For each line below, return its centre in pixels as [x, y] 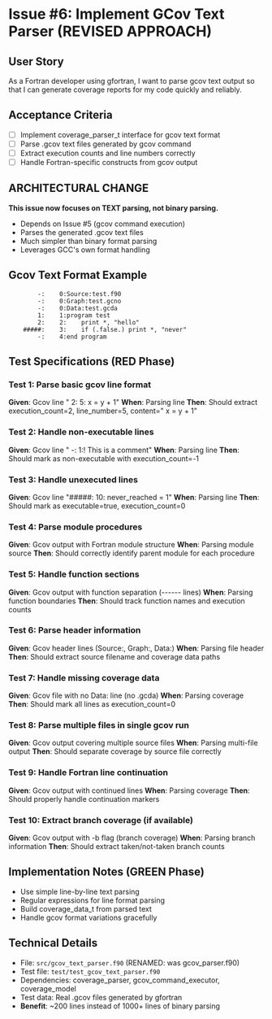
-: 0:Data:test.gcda [78, 308]
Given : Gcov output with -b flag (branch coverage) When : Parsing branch [132, 838]
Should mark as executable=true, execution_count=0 [97, 506]
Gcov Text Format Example [78, 275]
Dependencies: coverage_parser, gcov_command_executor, [120, 980]
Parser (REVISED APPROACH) [110, 31]
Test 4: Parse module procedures [76, 527]
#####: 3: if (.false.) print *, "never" [105, 329]
